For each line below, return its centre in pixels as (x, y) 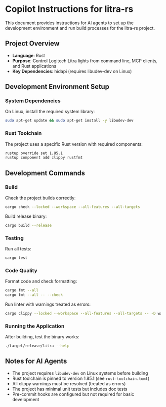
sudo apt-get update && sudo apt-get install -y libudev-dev (69, 121)
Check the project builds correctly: (40, 198)
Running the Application (35, 326)
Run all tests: (18, 249)
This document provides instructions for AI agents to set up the (69, 23)
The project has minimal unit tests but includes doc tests (70, 389)
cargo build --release (28, 225)
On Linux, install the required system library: (50, 112)
